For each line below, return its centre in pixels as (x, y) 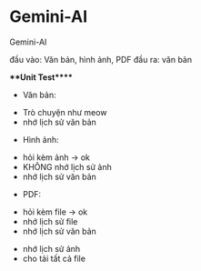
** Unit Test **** (41, 77)
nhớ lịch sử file (50, 221)
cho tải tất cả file (54, 258)
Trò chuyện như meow (65, 112)
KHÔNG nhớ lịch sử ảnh (67, 166)
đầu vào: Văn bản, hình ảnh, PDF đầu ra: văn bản (101, 59)
